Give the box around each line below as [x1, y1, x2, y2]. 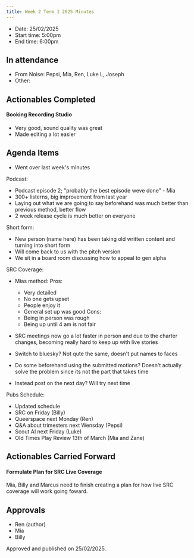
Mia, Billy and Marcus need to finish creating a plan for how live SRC [6, 481, 174, 489]
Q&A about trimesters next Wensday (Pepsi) [14, 421, 123, 429]
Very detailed [23, 289, 57, 296]
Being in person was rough [23, 314, 90, 321]
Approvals [6, 505, 46, 515]
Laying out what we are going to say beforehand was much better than [14, 199, 189, 206]
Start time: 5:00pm [14, 31, 61, 39]
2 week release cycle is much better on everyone [14, 212, 136, 219]
